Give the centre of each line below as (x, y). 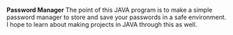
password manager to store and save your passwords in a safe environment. (116, 17)
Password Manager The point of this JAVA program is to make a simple (110, 10)
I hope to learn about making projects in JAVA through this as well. (102, 24)
